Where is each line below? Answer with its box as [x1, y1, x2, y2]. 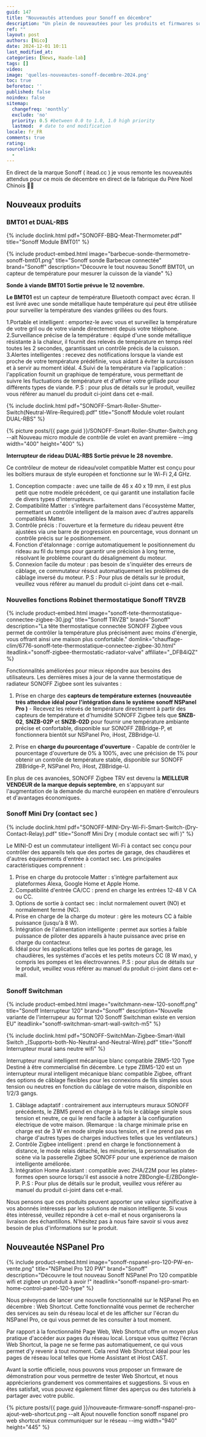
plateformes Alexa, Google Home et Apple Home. [15, 879, 140, 887]
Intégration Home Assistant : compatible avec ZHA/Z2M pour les [15, 1167, 179, 1174]
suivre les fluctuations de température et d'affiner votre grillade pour [6, 377, 180, 384]
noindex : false [6, 95, 45, 101]
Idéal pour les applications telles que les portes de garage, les [15, 945, 172, 952]
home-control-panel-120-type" [6, 1284, 85, 1291]
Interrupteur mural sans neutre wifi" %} [6, 1045, 106, 1053]
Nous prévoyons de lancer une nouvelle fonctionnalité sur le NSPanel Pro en [6, 1296, 199, 1304]
